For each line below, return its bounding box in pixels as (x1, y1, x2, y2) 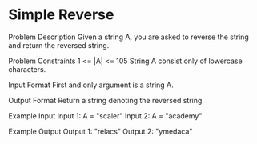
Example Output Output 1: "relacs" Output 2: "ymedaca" (8, 126, 193, 136)
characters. (8, 64, 46, 74)
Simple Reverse (8, 6, 114, 24)
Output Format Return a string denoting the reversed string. (8, 95, 204, 105)
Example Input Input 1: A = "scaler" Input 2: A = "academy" (8, 110, 203, 121)
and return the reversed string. (8, 40, 110, 50)
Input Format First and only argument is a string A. (8, 80, 174, 90)
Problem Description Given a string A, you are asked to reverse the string (8, 32, 250, 42)
